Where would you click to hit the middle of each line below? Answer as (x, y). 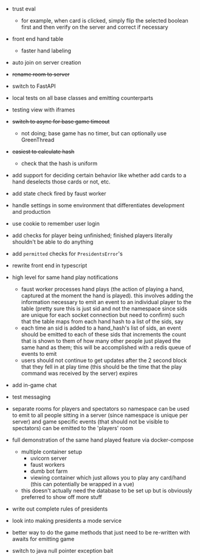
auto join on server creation (47, 62)
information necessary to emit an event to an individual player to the (106, 302)
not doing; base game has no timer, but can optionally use (94, 133)
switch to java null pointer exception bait (63, 551)
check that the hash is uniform (59, 163)
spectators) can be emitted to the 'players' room (73, 428)
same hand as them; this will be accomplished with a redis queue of (106, 347)
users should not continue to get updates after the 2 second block (104, 360)
